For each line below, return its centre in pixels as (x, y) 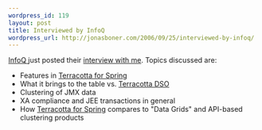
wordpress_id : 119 (39, 15)
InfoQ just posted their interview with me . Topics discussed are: (113, 60)
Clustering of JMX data (58, 93)
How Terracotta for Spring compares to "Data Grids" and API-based (131, 109)
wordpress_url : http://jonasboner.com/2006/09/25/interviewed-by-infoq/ (131, 38)
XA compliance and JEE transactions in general (98, 101)
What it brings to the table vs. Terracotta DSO (94, 84)
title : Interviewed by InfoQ (57, 30)
